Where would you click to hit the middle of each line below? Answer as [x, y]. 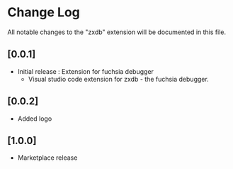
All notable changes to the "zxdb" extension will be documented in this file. [117, 32]
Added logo [35, 119]
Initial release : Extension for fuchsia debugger [86, 71]
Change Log [44, 12]
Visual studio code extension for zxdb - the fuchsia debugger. [118, 79]
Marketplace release [47, 158]
